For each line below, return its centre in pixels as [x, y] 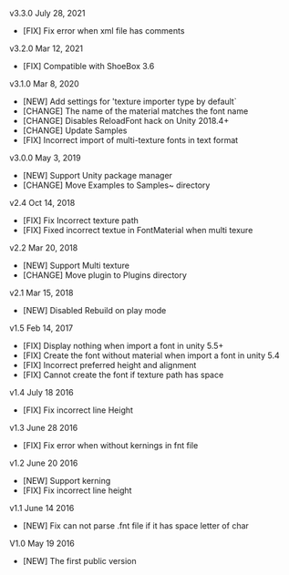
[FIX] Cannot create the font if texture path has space [123, 375]
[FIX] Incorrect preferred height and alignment [109, 365]
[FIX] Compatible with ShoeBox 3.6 [88, 66]
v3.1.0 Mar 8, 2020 [44, 84]
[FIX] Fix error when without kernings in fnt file [110, 445]
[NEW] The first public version [79, 561]
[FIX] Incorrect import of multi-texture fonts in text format [130, 140]
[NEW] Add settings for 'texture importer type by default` [129, 101]
